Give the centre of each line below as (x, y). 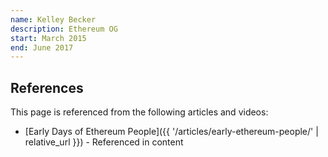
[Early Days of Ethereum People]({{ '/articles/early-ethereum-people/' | (171, 132)
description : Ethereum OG (64, 29)
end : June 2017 (42, 47)
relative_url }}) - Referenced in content (104, 142)
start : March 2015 (48, 38)
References (47, 87)
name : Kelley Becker (53, 19)
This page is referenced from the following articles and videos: (139, 112)
